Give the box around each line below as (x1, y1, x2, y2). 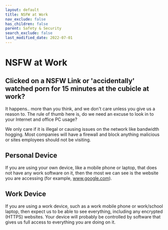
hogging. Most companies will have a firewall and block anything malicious (5, 131, 159, 137)
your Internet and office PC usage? (5, 116, 78, 122)
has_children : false (5, 21, 49, 27)
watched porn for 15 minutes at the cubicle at (5, 85, 149, 93)
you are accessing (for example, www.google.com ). (5, 175, 112, 181)
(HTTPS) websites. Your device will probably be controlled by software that (5, 213, 161, 219)
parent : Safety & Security (5, 26, 62, 31)
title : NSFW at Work (5, 12, 49, 17)
